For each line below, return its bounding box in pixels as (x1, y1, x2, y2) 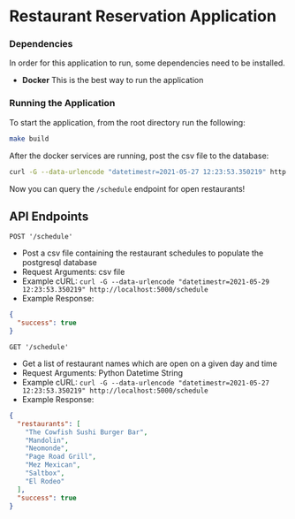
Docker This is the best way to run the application (21, 75, 204, 86)
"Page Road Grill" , (25, 453, 97, 462)
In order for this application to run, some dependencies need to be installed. (9, 57, 285, 68)
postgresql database (21, 257, 97, 268)
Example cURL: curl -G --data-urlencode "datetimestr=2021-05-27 (21, 377, 269, 387)
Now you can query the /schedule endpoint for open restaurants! (9, 183, 246, 194)
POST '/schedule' (9, 233, 73, 241)
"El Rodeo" (25, 477, 65, 485)
